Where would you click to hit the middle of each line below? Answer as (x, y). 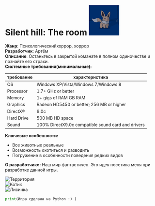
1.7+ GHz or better (55, 91)
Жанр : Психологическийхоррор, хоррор (47, 46)
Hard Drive (18, 118)
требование (20, 77)
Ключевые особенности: (32, 135)
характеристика (91, 77)
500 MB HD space (55, 118)
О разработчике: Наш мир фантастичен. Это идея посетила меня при (78, 164)
